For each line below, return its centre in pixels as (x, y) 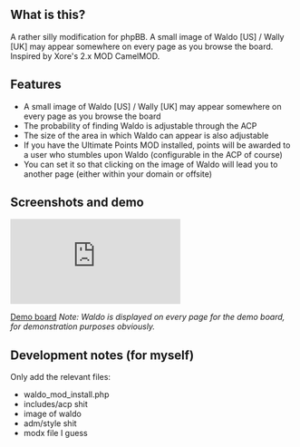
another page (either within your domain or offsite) (117, 174)
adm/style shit (50, 423)
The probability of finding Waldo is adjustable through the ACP (140, 125)
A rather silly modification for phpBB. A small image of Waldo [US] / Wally (147, 36)
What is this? (48, 15)
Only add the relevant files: (61, 377)
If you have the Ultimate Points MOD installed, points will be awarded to (157, 145)
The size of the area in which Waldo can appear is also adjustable (146, 135)
